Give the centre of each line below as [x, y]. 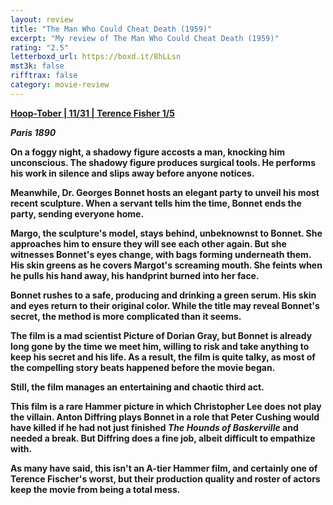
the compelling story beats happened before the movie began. [143, 367]
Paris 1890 [33, 132]
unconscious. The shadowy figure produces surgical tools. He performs [163, 162]
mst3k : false [37, 66]
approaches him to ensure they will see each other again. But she [148, 243]
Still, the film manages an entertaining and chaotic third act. [137, 387]
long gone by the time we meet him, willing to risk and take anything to [160, 346]
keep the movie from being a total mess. [95, 489]
